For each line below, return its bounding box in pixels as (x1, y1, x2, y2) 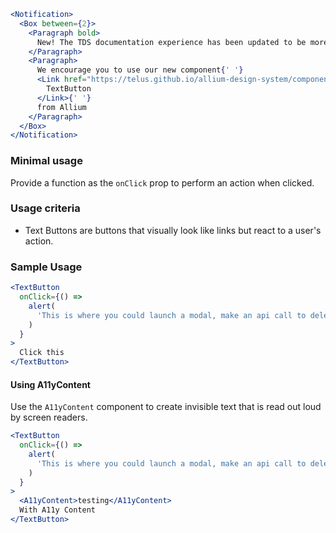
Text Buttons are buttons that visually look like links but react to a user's (24, 224, 322, 236)
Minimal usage (10, 154, 83, 168)
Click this (19, 348, 65, 358)
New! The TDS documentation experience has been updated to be (36, 37, 307, 47)
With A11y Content (19, 505, 97, 515)
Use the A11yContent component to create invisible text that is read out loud (10, 401, 322, 413)
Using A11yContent (10, 378, 91, 390)
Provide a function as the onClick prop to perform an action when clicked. (10, 176, 315, 189)
